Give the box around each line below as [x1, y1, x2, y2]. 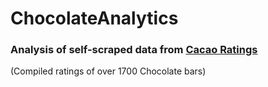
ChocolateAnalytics [10, 7, 179, 30]
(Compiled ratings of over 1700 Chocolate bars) [10, 65, 207, 77]
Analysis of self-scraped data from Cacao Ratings [10, 43, 258, 57]
